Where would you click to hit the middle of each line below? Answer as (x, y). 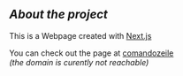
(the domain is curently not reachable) (79, 62)
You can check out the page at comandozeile (91, 53)
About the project (59, 15)
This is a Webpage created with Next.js (80, 35)
